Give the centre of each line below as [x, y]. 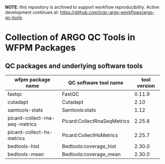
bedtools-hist [24, 146]
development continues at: [32, 12]
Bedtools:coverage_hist [89, 146]
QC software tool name [96, 83]
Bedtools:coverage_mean [92, 154]
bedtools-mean [26, 154]
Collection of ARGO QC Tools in [70, 38]
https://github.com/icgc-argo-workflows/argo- [107, 12]
